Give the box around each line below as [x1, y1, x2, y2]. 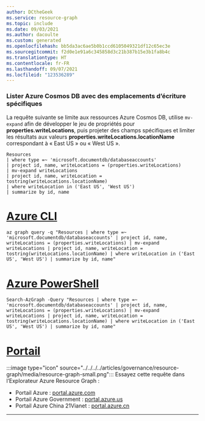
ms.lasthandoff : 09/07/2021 [6, 66, 78, 72]
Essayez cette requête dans [115, 371, 185, 378]
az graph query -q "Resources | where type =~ [6, 229, 127, 236]
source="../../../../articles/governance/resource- [60, 364, 179, 371]
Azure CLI [6, 209, 57, 223]
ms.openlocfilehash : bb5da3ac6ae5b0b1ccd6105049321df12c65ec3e [6, 44, 171, 50]
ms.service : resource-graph [6, 15, 78, 21]
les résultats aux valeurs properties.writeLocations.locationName [6, 133, 175, 140]
